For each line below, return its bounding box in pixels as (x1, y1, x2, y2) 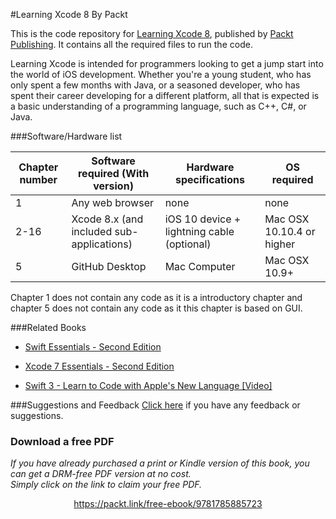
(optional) (164, 237, 212, 251)
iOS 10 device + (164, 212, 242, 226)
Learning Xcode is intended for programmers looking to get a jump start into (10, 58, 324, 69)
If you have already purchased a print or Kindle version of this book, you (10, 457, 310, 469)
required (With (77, 167, 150, 180)
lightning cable (164, 225, 235, 238)
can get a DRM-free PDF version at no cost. (10, 468, 192, 480)
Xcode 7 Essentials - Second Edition (24, 360, 175, 372)
